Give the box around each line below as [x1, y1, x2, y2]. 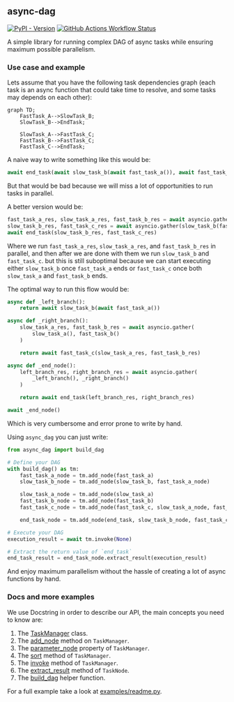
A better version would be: [7, 202, 84, 211]
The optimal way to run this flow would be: [7, 285, 130, 293]
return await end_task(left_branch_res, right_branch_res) [19, 394, 195, 401]
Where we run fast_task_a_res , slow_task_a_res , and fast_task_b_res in [7, 241, 216, 250]
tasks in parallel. [7, 188, 54, 197]
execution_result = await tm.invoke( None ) [7, 535, 132, 543]
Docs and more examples [7, 592, 95, 602]
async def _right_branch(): [7, 318, 89, 324]
